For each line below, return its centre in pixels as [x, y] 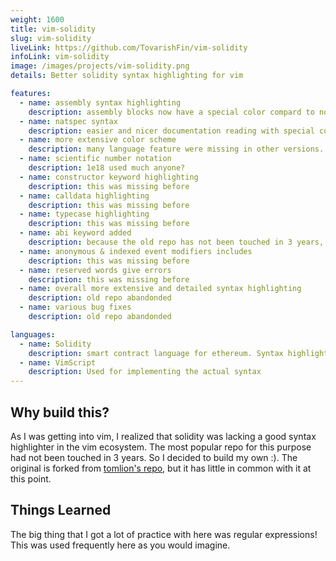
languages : [33, 334]
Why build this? [60, 412]
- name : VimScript [58, 362]
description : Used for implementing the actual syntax [145, 372]
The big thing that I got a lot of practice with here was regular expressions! [164, 534]
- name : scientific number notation [95, 159]
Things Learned [61, 510]
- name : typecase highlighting [84, 214]
